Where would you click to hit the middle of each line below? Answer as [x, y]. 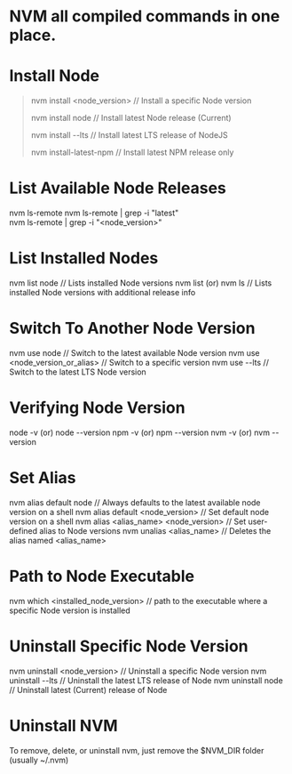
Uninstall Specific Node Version [129, 646]
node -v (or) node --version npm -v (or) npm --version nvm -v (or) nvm [140, 432]
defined [24, 530]
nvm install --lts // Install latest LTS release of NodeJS [129, 135]
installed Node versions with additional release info [103, 292]
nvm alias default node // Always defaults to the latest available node [135, 502]
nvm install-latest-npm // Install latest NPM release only [132, 152]
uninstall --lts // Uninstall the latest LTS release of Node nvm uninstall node [146, 680]
